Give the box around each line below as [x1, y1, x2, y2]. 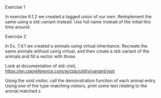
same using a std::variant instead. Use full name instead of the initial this [5, 19, 151, 24]
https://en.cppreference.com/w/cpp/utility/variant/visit [5, 68, 115, 74]
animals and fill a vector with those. [5, 53, 77, 59]
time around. [5, 24, 31, 30]
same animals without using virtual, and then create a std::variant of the [5, 49, 150, 54]
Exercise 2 [5, 34, 26, 39]
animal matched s [5, 88, 41, 94]
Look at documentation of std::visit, [5, 63, 77, 69]
